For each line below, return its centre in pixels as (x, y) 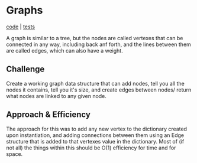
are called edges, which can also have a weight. (64, 50)
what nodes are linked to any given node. (56, 96)
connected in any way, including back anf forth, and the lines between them (98, 44)
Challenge (25, 69)
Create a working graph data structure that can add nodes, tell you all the (95, 83)
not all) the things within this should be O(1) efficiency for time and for (91, 148)
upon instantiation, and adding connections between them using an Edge (95, 135)
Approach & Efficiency (48, 115)
